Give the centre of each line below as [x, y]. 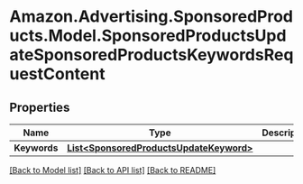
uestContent [57, 74]
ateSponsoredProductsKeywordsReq [151, 55]
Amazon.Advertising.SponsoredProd [151, 17]
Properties [40, 107]
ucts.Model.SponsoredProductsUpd [148, 36]
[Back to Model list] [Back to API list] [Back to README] [113, 170]
